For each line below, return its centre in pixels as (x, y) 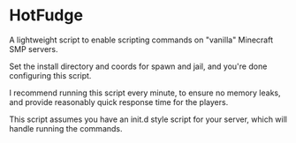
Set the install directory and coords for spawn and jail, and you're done (138, 66)
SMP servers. (34, 49)
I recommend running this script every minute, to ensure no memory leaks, (145, 93)
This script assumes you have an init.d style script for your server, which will (148, 119)
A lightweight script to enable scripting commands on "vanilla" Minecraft (141, 40)
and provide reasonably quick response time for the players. (119, 102)
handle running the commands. (66, 128)
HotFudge (46, 15)
